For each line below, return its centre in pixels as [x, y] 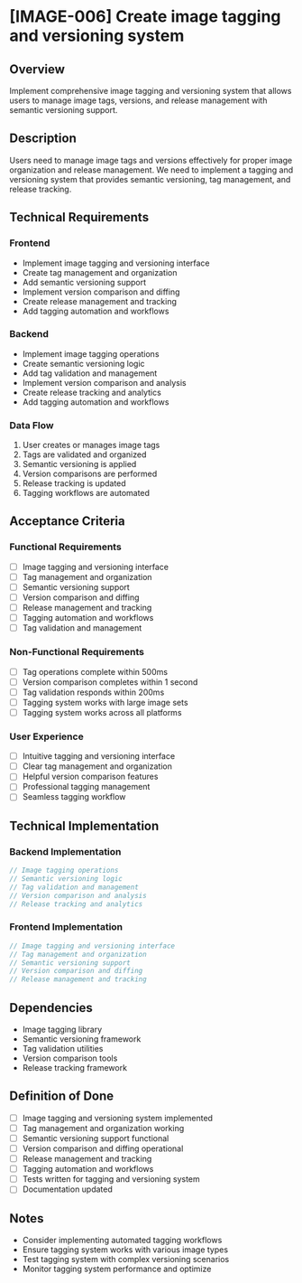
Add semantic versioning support [84, 282]
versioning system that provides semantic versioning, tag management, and [150, 179]
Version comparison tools [70, 1058]
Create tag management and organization [100, 272]
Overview [37, 69]
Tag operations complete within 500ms [95, 671]
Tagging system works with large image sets [105, 702]
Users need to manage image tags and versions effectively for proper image [151, 160]
